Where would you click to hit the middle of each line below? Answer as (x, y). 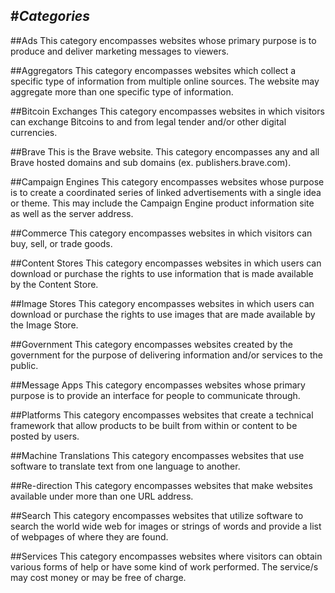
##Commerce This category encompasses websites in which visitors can (161, 233)
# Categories (50, 16)
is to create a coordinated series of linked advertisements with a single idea (166, 192)
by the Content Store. (54, 284)
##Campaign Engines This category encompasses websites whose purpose (167, 181)
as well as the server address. (72, 213)
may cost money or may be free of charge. (98, 577)
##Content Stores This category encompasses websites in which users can (166, 263)
